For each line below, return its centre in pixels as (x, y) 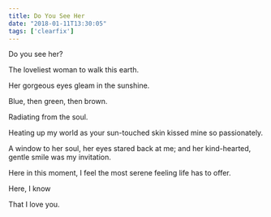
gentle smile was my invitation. (60, 157)
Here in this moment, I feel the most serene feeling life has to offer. (120, 173)
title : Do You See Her (47, 16)
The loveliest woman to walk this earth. (74, 70)
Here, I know (30, 189)
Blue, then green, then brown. (58, 102)
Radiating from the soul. (48, 117)
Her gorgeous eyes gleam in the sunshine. (79, 85)
